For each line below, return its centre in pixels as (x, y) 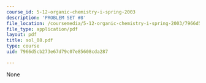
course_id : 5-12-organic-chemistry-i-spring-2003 (71, 12)
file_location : (26, 23)
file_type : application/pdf (42, 29)
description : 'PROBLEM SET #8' (46, 18)
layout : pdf (21, 35)
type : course (23, 46)
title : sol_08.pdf (30, 40)
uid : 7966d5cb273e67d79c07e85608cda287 (57, 52)
